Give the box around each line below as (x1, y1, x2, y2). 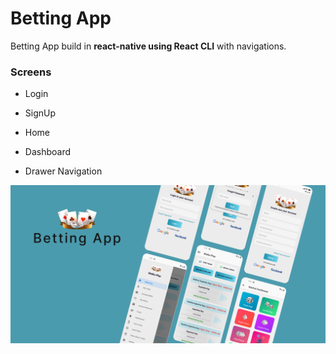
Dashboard (24, 146, 72, 158)
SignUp (24, 107, 57, 119)
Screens (10, 65, 52, 79)
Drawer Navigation (24, 165, 103, 177)
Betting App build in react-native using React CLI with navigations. (10, 40, 287, 52)
